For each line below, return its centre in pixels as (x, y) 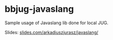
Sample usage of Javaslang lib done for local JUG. (56, 23)
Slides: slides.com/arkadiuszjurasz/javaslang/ (52, 32)
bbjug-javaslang (39, 9)
